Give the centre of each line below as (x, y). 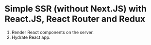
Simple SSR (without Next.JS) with (75, 9)
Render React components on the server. (53, 32)
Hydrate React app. (31, 37)
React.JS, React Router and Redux (75, 19)
